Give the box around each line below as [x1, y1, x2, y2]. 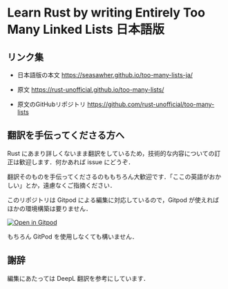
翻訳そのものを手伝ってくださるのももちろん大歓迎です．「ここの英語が [7, 172, 209, 181]
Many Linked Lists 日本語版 [7, 22, 164, 37]
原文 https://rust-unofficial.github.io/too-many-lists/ [17, 86, 164, 94]
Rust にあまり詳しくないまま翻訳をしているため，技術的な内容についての [7, 149, 215, 157]
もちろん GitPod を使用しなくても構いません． [7, 232, 138, 241]
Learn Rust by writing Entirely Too [7, 5, 206, 21]
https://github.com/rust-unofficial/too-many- [87, 100, 215, 108]
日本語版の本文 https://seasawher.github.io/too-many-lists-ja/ [17, 71, 193, 79]
